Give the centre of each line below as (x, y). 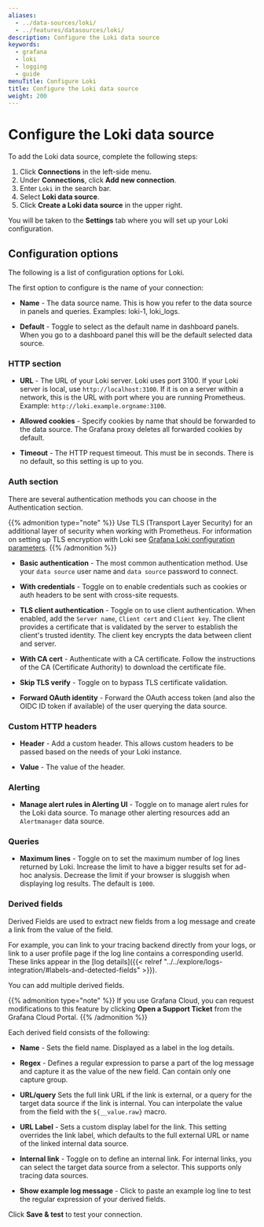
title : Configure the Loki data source (73, 88)
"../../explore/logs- (193, 961)
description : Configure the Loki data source (84, 37)
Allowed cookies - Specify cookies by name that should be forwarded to (137, 421)
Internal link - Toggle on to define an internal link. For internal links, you (136, 1159)
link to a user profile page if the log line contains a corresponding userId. (126, 953)
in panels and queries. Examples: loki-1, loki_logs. (100, 311)
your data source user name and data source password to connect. (128, 571)
